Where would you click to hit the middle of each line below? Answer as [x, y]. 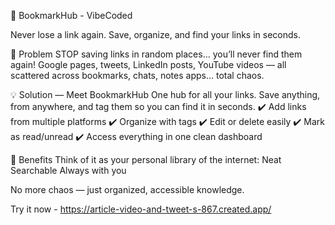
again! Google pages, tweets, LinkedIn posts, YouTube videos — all [148, 64]
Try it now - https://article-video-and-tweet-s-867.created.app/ [141, 209]
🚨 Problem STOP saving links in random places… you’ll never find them [156, 54]
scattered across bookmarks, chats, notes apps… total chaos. [137, 75]
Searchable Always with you [68, 170]
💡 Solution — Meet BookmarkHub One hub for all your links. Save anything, [165, 94]
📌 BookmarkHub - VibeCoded [71, 15]
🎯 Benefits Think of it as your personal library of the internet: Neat [146, 159]
